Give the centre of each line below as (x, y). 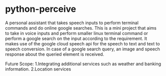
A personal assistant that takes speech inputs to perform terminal (72, 23)
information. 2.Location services (38, 69)
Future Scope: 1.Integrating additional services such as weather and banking (83, 64)
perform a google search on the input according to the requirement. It (76, 38)
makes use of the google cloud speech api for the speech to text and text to (83, 43)
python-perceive (41, 9)
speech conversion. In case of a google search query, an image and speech (83, 49)
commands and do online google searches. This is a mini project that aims (81, 28)
